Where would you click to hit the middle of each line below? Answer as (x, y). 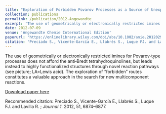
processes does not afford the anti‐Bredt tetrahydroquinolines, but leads (79, 61)
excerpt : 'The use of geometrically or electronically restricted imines (83, 23)
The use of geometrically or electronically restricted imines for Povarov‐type (83, 56)
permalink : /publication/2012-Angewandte (48, 19)
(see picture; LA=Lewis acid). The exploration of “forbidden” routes (74, 72)
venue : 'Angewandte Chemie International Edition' (58, 33)
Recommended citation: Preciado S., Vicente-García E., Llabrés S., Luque (80, 101)
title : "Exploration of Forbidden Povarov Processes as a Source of (77, 10)
